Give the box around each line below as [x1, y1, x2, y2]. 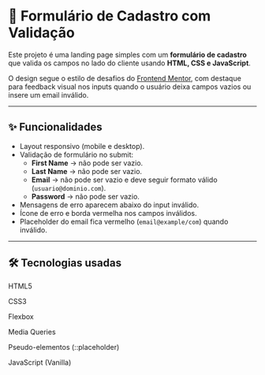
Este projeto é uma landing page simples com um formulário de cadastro [8, 50, 247, 59]
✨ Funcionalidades [8, 121, 103, 134]
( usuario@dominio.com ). [31, 183, 106, 192]
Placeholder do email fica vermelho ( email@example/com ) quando [19, 217, 229, 226]
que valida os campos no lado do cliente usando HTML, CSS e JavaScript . [8, 58, 251, 68]
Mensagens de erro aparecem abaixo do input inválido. [19, 200, 200, 210]
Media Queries [8, 327, 57, 336]
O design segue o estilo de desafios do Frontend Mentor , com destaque [8, 73, 242, 83]
